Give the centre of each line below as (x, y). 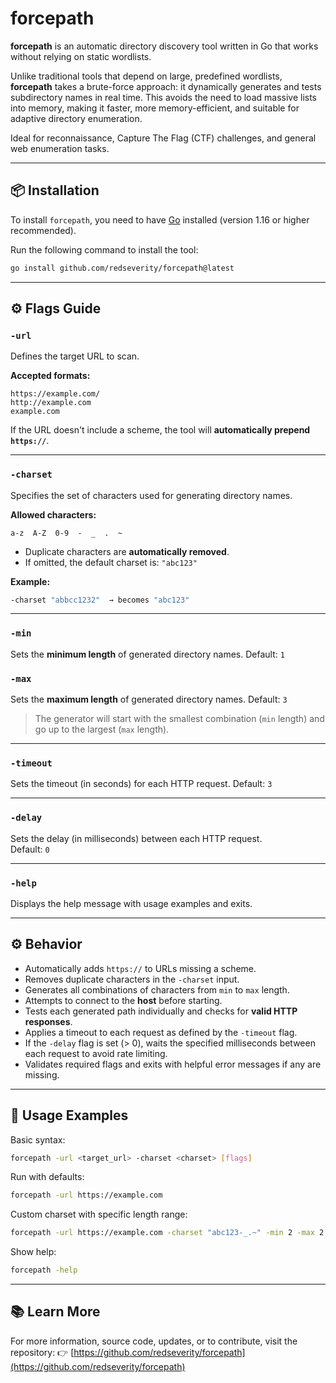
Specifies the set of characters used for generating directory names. (151, 495)
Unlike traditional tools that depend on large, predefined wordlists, (146, 76)
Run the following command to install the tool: (104, 249)
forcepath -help (44, 1270)
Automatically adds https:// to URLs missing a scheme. (140, 968)
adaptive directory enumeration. (76, 118)
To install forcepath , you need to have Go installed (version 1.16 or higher (160, 219)
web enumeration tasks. (60, 148)
